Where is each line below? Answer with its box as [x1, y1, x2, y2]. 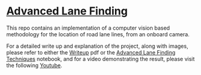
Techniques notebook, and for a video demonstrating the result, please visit [6, 55, 195, 62]
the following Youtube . [6, 62, 62, 69]
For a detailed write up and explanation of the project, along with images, [6, 42, 189, 50]
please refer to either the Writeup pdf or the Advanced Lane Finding [6, 48, 176, 56]
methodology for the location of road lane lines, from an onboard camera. [6, 30, 189, 37]
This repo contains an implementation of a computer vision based [6, 24, 170, 31]
